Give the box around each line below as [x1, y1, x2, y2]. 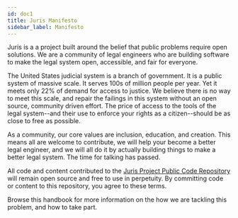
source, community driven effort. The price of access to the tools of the [7, 102, 217, 110]
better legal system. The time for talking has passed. [7, 153, 161, 161]
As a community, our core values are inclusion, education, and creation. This [7, 130, 231, 139]
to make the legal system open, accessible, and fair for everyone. [7, 58, 198, 67]
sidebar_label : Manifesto [7, 23, 84, 30]
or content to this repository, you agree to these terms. [7, 182, 167, 190]
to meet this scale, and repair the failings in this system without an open [7, 94, 217, 103]
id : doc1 [7, 10, 33, 18]
